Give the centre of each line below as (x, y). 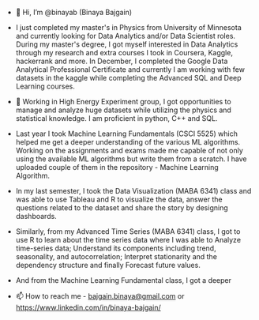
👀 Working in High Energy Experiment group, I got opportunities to (123, 102)
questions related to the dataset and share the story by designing (122, 208)
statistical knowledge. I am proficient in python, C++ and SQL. (116, 118)
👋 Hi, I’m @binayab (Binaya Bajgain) (74, 12)
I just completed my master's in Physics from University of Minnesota (129, 27)
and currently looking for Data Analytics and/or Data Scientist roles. (125, 36)
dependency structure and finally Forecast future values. (108, 265)
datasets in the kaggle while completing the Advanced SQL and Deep (129, 78)
